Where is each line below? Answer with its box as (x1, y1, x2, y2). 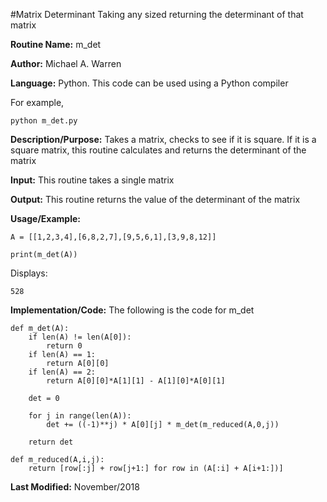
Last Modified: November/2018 (10, 481, 140, 493)
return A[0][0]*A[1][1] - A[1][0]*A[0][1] (46, 376, 226, 386)
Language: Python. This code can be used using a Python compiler (10, 77, 289, 89)
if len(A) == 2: (28, 367, 97, 377)
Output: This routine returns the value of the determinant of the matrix (10, 194, 301, 205)
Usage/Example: (10, 213, 81, 224)
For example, (10, 97, 65, 108)
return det (28, 437, 74, 447)
